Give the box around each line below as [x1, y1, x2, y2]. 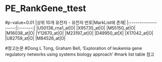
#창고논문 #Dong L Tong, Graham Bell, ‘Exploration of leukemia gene [5, 45, 142, 51]
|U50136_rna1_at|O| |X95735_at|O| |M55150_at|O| [36, 25, 136, 31]
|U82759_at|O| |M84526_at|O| [5, 35, 66, 41]
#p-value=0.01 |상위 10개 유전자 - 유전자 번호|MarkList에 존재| [5, 19, 126, 25]
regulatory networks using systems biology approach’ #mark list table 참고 [5, 51, 155, 57]
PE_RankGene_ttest [5, 3, 86, 14]
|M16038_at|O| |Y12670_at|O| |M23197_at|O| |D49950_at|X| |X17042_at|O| [5, 30, 154, 36]
